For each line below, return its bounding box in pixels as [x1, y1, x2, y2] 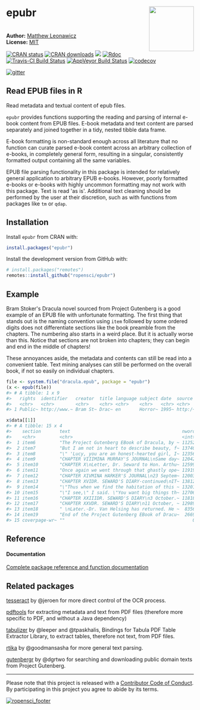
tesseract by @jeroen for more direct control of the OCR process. [6, 597, 167, 604]
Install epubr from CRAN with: [6, 233, 79, 240]
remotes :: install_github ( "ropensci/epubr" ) [6, 272, 116, 279]
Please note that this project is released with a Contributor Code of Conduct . [6, 680, 194, 687]
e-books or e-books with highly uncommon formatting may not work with [6, 181, 186, 188]
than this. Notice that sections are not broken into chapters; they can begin [6, 337, 190, 343]
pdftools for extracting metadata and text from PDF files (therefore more [6, 608, 183, 616]
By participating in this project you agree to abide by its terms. [6, 686, 159, 693]
